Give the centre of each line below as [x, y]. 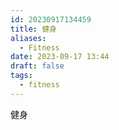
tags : [21, 76]
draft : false [37, 66]
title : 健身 [33, 29]
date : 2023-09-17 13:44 [60, 57]
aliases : [28, 38]
